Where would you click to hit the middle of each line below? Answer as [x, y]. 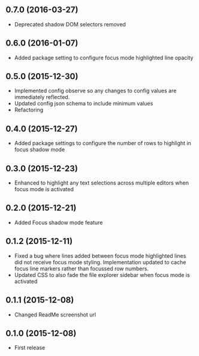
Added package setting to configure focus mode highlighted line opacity [104, 58]
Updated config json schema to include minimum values [84, 104]
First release [30, 348]
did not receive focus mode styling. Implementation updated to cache [100, 262]
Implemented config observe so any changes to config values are [95, 91]
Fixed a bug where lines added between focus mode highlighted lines [100, 256]
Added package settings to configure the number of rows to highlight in [102, 143]
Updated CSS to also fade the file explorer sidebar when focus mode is [102, 274]
